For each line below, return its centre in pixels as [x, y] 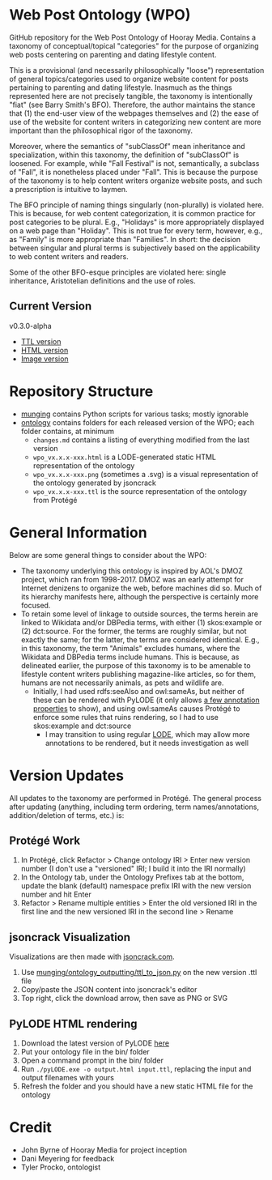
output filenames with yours [67, 1078]
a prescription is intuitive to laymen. [68, 189]
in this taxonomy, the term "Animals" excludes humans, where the [130, 648]
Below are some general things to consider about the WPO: [108, 555]
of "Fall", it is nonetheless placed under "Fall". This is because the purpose [134, 172]
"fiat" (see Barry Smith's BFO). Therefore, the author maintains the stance [132, 104]
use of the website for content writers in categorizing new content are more [135, 121]
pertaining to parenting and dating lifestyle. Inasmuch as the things [121, 87]
